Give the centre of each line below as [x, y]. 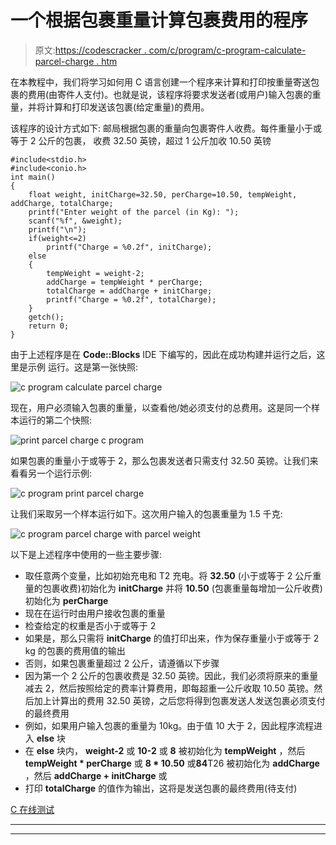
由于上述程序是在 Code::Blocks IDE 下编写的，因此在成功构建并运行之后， [163, 354]
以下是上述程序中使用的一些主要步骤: [86, 554]
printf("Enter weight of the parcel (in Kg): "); [134, 212]
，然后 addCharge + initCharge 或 [96, 775]
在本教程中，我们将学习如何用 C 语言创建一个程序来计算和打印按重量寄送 [161, 82]
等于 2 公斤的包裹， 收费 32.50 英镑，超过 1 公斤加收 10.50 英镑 [141, 140]
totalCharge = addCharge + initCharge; [129, 291]
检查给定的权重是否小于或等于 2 [90, 625]
